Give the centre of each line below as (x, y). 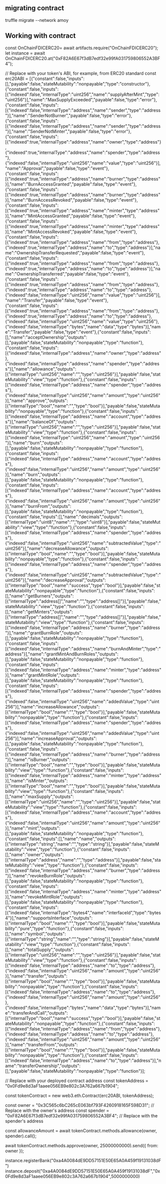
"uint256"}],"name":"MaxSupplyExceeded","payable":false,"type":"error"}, (81, 99)
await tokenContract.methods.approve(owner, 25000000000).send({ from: (82, 1145)
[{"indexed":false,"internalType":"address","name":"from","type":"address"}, (83, 1028)
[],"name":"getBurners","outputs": (40, 596)
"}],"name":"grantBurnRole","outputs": (44, 632)
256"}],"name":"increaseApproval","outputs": (51, 738)
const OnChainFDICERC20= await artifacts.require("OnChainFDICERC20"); (82, 48)
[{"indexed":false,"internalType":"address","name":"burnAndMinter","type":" (83, 648)
